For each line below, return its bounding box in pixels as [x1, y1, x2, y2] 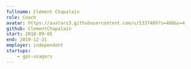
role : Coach [6, 14, 36, 20]
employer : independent [6, 43, 63, 49]
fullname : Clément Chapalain [6, 8, 80, 15]
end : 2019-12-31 [6, 37, 47, 43]
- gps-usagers [17, 53, 53, 59]
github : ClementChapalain [6, 25, 71, 32]
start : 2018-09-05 [6, 31, 53, 37]
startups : [6, 48, 31, 54]
